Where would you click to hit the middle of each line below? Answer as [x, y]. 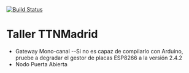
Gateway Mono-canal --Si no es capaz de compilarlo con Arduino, [99, 51]
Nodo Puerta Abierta [41, 64]
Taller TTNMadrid [52, 34]
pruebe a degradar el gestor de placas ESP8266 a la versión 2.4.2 [99, 58]
